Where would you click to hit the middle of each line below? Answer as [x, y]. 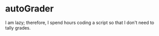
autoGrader [29, 9]
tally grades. [18, 27]
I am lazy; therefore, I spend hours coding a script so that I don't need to [80, 22]
